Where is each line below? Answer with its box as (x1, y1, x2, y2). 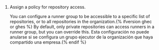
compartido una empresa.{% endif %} (9, 39, 87, 45)
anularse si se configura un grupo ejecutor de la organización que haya (9, 34, 153, 40)
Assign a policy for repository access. (9, 4, 86, 10)
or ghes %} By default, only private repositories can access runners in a (9, 24, 155, 30)
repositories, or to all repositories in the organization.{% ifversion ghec (9, 19, 152, 24)
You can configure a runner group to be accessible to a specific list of (9, 14, 150, 19)
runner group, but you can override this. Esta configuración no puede (9, 29, 150, 34)
